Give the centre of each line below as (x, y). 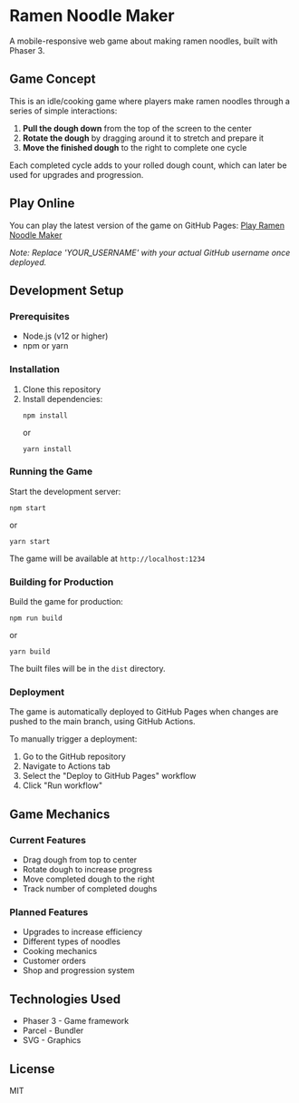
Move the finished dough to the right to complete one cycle (135, 147)
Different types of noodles (71, 941)
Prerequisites (39, 316)
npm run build (36, 618)
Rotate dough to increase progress (87, 870)
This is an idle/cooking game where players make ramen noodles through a (149, 101)
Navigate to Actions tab (66, 766)
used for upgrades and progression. (77, 174)
